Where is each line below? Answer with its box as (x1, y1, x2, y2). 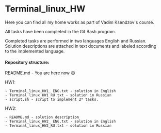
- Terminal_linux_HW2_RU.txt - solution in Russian (5, 123, 112, 128)
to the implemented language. (5, 48, 65, 54)
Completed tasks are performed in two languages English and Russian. (5, 38, 147, 44)
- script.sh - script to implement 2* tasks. (5, 97, 98, 102)
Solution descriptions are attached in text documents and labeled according (5, 43, 157, 49)
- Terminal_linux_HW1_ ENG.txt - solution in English (5, 89, 116, 93)
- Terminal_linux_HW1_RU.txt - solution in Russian (5, 93, 112, 98)
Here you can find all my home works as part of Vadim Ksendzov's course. (5, 19, 154, 25)
